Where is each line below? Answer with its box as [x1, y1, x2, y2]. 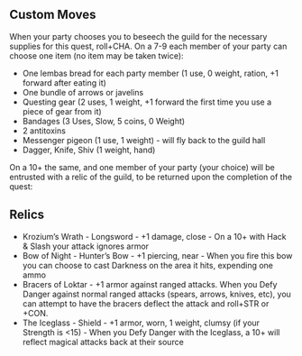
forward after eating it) [22, 77, 106, 88]
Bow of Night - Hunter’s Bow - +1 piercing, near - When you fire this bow [22, 250, 293, 260]
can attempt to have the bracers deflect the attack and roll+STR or [22, 297, 270, 309]
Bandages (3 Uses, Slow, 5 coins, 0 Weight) [22, 115, 186, 126]
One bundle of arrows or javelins [22, 87, 144, 97]
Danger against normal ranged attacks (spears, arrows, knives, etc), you [22, 288, 291, 299]
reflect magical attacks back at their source [22, 336, 185, 347]
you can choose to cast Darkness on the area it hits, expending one [22, 260, 273, 270]
